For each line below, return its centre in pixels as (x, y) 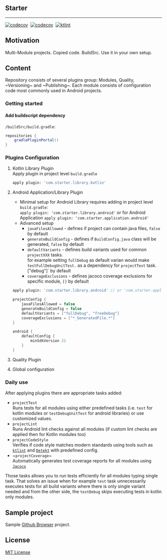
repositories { (21, 136)
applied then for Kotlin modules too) (49, 435)
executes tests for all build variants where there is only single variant (75, 486)
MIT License (18, 552)
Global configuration (33, 369)
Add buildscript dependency (35, 115)
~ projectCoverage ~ (32, 455)
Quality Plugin (27, 359)
